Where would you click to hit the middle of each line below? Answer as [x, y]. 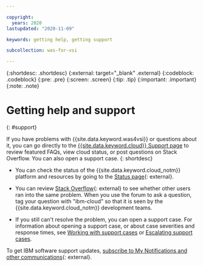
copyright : [20, 17]
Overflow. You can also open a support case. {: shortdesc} [80, 159]
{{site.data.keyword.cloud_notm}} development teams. [84, 208]
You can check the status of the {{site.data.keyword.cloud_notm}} [98, 170]
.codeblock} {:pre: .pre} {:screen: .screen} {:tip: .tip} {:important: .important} [101, 80]
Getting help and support [71, 111]
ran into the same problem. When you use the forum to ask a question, [103, 195]
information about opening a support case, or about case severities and [105, 226]
